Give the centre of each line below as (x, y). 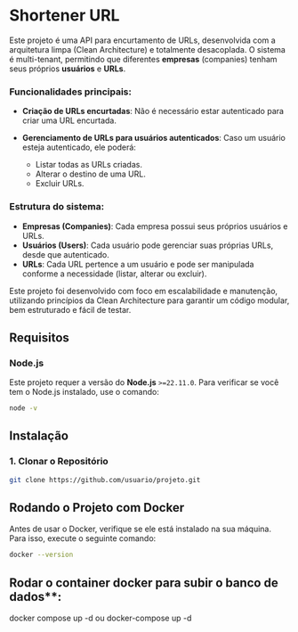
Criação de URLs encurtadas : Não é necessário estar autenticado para (153, 111)
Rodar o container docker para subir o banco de (144, 583)
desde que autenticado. (65, 254)
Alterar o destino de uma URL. (91, 174)
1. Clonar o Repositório (59, 462)
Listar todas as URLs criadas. (89, 165)
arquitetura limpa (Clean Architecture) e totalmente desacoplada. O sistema (148, 49)
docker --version (41, 555)
